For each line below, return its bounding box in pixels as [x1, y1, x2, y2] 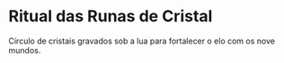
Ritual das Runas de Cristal [8, 6, 213, 27]
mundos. [8, 44, 41, 55]
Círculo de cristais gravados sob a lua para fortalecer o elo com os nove [8, 35, 276, 46]
